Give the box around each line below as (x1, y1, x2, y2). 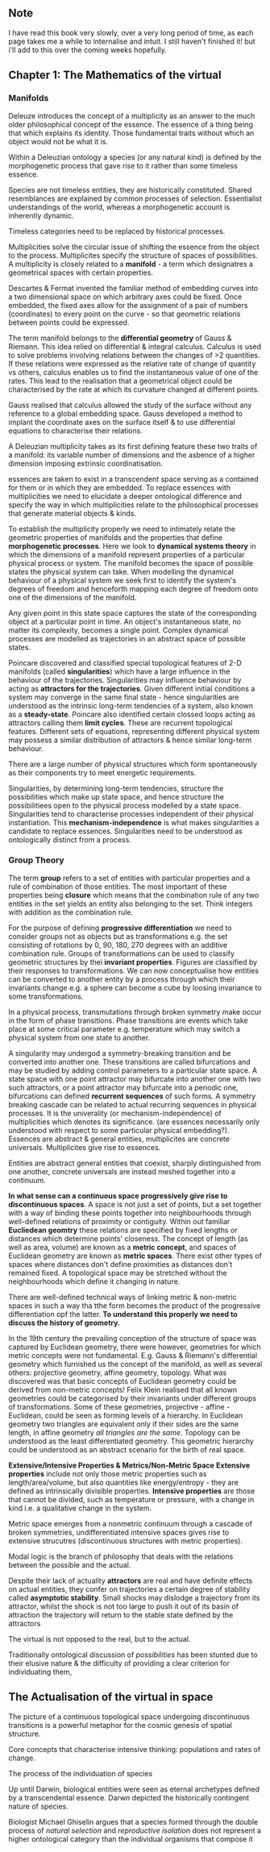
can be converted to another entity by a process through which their (8, 974, 235, 984)
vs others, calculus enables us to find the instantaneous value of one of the (8, 367, 259, 377)
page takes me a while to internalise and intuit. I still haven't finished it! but (8, 36, 255, 46)
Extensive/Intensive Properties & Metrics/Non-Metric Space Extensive (8, 1460, 251, 1470)
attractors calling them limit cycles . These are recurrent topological (8, 717, 233, 728)
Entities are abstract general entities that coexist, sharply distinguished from (8, 1158, 262, 1168)
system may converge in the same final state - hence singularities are (8, 692, 239, 702)
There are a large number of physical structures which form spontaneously (8, 759, 258, 769)
